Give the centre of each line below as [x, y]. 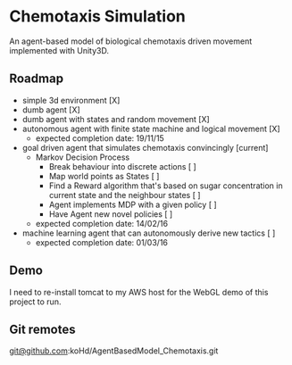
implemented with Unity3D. [59, 50]
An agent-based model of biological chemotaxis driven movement [131, 41]
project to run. [35, 302]
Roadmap [37, 79]
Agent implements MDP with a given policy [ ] [133, 204]
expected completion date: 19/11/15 [100, 138]
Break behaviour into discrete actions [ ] [122, 166]
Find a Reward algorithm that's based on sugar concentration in [166, 186]
